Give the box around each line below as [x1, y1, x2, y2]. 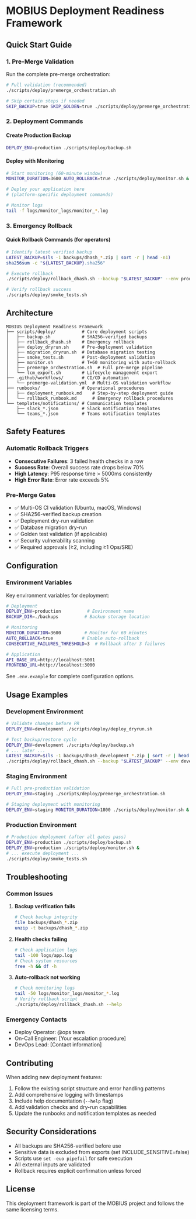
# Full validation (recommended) [6, 82, 87, 88]
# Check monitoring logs [14, 985, 75, 991]
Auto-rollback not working [14, 974, 80, 981]
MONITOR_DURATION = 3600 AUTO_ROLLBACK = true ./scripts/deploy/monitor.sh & [6, 176, 190, 182]
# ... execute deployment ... [6, 850, 80, 856]
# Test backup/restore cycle [6, 736, 77, 743]
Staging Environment [6, 772, 67, 781]
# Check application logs [14, 947, 78, 953]
